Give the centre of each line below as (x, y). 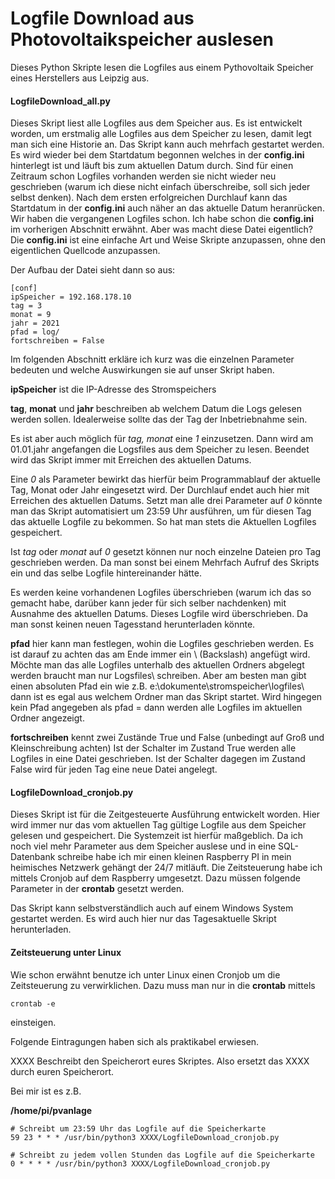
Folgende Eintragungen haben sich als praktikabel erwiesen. (135, 1041)
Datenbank (33, 857)
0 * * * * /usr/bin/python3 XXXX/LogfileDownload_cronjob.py (140, 1163)
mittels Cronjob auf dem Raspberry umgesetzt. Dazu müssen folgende (155, 878)
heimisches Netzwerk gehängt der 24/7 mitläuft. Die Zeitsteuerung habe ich (166, 868)
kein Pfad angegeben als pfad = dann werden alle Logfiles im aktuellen (156, 708)
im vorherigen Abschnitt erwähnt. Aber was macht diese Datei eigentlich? (161, 229)
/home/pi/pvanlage (51, 1110)
